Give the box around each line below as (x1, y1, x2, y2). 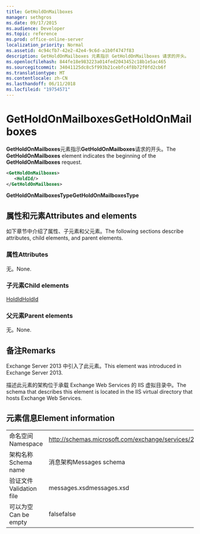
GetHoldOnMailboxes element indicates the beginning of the (6, 152, 157, 159)
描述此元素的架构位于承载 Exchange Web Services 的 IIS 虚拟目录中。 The (6, 381, 186, 388)
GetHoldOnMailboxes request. (6, 158, 82, 165)
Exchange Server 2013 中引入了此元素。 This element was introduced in (6, 362, 182, 369)
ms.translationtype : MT (6, 70, 65, 76)
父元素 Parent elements (6, 311, 73, 320)
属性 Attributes (6, 250, 49, 259)
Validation (9, 484, 37, 493)
